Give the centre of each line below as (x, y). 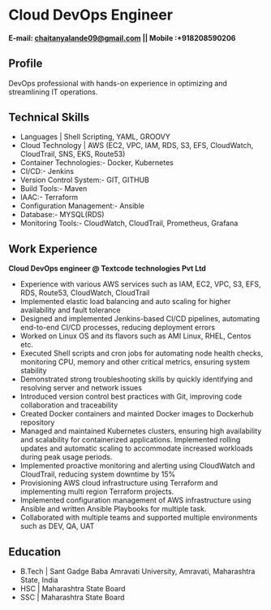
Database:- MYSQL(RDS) (62, 215)
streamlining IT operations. (53, 92)
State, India (39, 580)
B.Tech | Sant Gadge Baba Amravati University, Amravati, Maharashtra (138, 572)
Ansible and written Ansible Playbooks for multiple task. (113, 509)
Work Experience (53, 248)
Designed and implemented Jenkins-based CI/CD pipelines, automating (140, 319)
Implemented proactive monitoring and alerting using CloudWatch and (138, 466)
